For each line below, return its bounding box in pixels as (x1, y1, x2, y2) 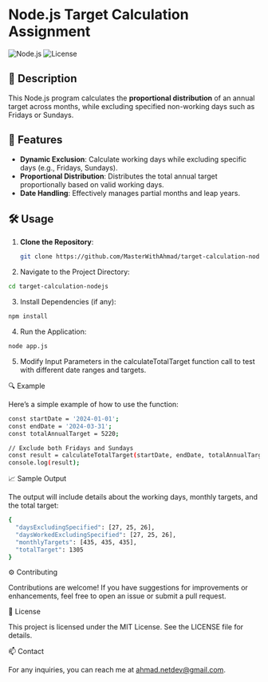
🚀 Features (8, 133, 63, 147)
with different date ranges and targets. (19, 365, 147, 374)
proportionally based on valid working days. (19, 179, 165, 189)
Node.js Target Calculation (8, 6, 189, 24)
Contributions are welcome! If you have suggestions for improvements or (8, 583, 249, 593)
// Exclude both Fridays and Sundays (8, 444, 134, 452)
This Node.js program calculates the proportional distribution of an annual (8, 93, 255, 103)
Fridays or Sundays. (8, 110, 74, 120)
